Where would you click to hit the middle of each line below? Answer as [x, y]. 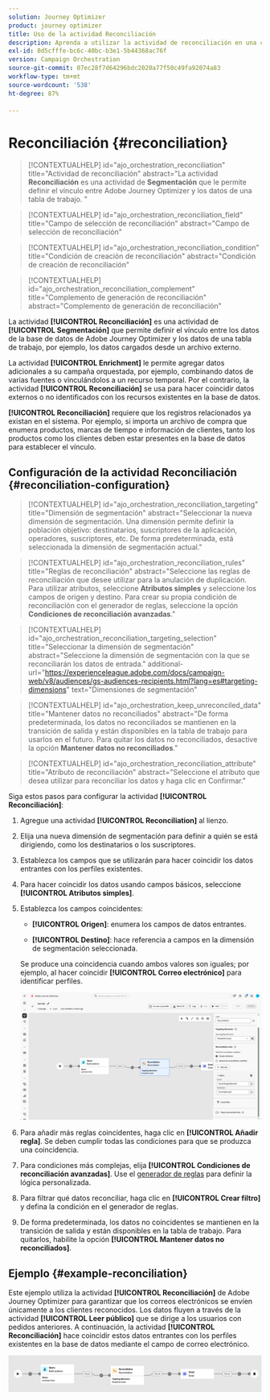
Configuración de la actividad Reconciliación [123, 472]
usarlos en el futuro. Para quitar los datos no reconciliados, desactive [143, 739]
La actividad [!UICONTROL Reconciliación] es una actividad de [114, 321]
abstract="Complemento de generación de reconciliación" [125, 306]
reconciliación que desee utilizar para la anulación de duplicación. [137, 580]
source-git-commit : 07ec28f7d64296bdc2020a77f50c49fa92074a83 [115, 68]
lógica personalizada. [55, 1183]
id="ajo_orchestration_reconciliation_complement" [111, 289]
